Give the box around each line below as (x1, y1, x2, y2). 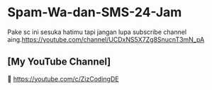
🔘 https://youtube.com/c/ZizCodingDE (7, 74, 119, 83)
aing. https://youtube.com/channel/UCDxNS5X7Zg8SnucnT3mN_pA (7, 35, 205, 43)
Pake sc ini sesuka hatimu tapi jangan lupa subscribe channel (7, 28, 186, 36)
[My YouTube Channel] (7, 56, 111, 68)
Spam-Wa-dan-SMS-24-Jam (7, 4, 182, 21)
